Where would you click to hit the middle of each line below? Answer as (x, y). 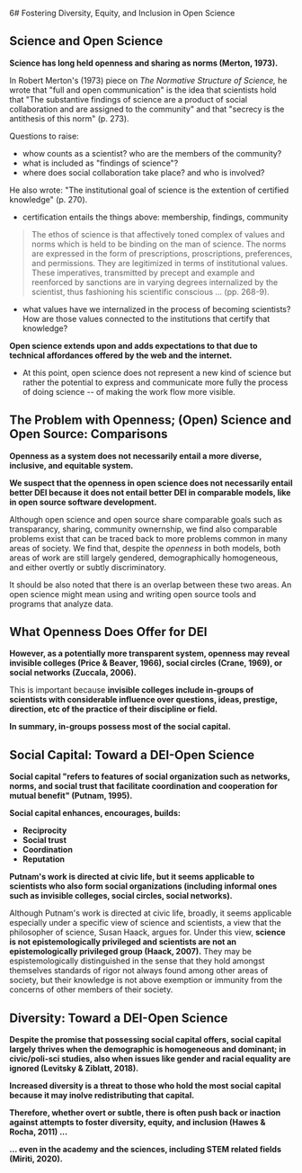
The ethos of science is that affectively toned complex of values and (158, 234)
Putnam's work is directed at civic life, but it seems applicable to (132, 877)
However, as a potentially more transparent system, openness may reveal (150, 654)
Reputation (44, 859)
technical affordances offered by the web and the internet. (121, 355)
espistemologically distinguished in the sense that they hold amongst (137, 961)
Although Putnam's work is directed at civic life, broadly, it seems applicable (151, 913)
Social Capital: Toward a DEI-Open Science (132, 755)
